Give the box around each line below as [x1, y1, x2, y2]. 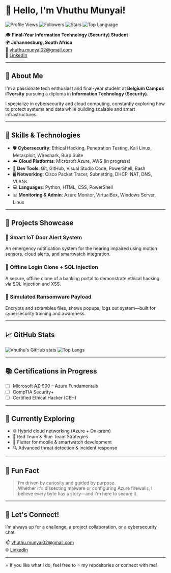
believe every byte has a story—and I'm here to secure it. [17, 491, 138, 497]
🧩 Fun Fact [5, 466, 39, 475]
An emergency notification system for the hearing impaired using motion [5, 245, 158, 252]
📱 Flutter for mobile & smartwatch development [12, 439, 112, 445]
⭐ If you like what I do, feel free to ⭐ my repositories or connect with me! [5, 562, 157, 568]
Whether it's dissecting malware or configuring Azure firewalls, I [17, 485, 153, 491]
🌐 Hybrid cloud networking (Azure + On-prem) [12, 428, 111, 434]
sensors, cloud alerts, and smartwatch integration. [5, 251, 111, 257]
